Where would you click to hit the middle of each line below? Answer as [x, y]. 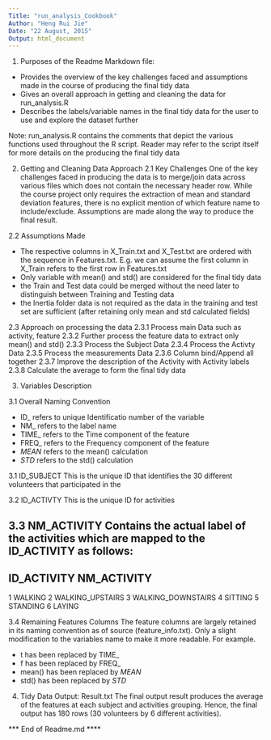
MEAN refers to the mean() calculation [84, 452]
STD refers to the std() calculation [76, 460]
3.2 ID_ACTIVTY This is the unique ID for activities [92, 500]
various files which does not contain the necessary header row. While [136, 186]
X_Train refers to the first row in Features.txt [93, 269]
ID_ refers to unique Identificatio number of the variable [112, 417]
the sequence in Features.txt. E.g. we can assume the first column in [134, 260]
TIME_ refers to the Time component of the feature [105, 434]
